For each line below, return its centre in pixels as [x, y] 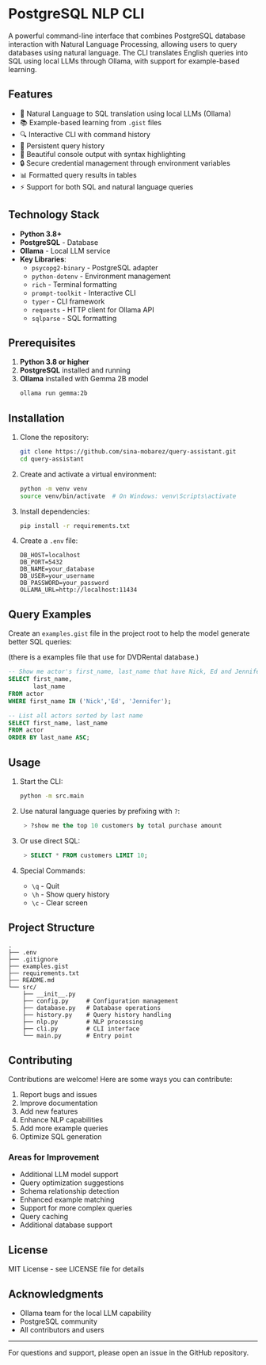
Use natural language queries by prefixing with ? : [100, 811]
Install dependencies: [55, 511]
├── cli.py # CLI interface [81, 1029]
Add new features [49, 1111]
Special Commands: [52, 870]
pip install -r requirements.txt [75, 526]
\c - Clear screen [60, 902]
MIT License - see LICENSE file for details [76, 1269]
